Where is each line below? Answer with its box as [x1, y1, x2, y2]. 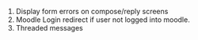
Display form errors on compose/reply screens [15, 7, 169, 16]
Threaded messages [15, 24, 83, 32]
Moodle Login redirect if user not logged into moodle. [15, 15, 190, 24]
